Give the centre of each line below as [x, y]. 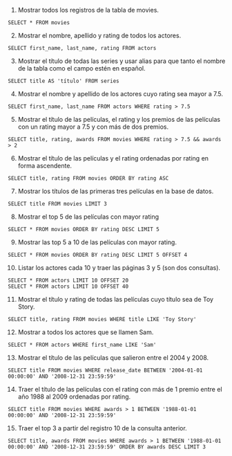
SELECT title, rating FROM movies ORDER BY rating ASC [88, 179]
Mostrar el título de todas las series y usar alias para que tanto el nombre [122, 61]
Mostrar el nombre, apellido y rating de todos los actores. [99, 35]
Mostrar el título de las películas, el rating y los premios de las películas [119, 119]
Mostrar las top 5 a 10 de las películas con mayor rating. [97, 242]
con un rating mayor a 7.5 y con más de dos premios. [93, 127]
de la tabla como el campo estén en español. [81, 68]
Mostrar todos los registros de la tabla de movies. [88, 10]
